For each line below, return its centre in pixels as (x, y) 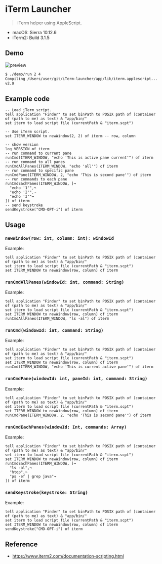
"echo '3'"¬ (22, 197)
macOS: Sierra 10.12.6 (34, 32)
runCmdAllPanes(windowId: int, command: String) (65, 282)
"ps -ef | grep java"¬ (33, 477)
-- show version (22, 145)
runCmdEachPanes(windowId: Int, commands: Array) (66, 427)
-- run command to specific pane (40, 171)
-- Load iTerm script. (28, 110)
